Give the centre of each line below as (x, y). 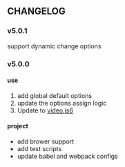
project (18, 126)
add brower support (46, 141)
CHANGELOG (36, 11)
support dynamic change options (54, 46)
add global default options (54, 95)
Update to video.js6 (45, 110)
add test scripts (39, 149)
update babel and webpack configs (68, 156)
